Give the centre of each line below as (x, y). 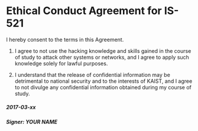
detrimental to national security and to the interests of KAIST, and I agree (103, 81)
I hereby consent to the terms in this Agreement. (65, 39)
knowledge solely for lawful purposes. (61, 63)
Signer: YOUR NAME (32, 122)
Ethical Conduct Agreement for (84, 11)
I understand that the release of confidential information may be (92, 75)
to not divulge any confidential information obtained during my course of (103, 87)
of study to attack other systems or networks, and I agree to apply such (102, 57)
